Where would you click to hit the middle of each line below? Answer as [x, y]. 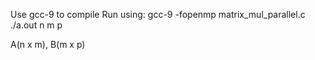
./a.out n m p [36, 25]
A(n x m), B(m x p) [48, 44]
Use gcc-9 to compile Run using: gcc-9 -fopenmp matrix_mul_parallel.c [158, 14]
